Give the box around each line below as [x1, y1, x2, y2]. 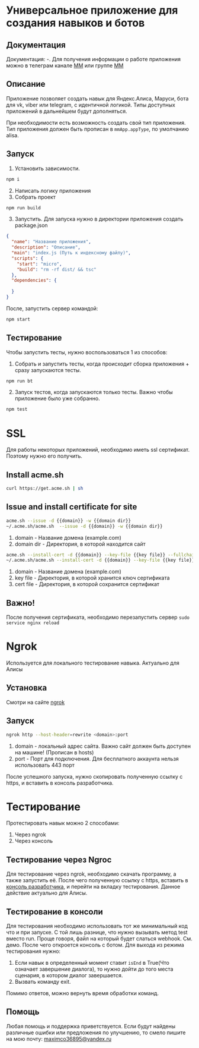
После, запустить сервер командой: [6, 304, 98, 312]
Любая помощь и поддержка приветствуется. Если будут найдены [6, 1022, 176, 1030]
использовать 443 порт [14, 761, 75, 769]
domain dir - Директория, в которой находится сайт [14, 540, 146, 547]
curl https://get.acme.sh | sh [6, 486, 84, 492]
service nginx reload [6, 620, 60, 626]
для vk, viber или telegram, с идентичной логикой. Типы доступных [6, 101, 176, 108]
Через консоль [14, 838, 53, 845]
